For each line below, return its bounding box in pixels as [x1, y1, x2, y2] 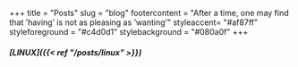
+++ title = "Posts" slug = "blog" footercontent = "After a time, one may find [9, 8, 289, 18]
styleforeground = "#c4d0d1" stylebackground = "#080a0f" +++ [9, 27, 249, 37]
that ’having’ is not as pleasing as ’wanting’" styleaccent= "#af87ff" [9, 17, 258, 28]
